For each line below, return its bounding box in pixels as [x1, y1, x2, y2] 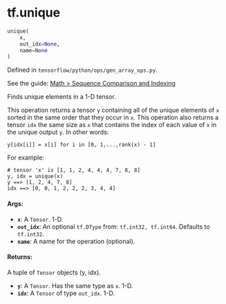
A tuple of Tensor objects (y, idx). [7, 268, 102, 276]
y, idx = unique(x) [7, 173, 64, 180]
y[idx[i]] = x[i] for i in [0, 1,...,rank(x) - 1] [7, 142, 156, 149]
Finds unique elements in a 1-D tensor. [7, 93, 116, 101]
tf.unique [7, 5, 61, 21]
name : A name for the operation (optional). [17, 237, 135, 245]
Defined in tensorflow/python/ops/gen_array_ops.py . [7, 66, 158, 74]
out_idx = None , [19, 40, 60, 48]
